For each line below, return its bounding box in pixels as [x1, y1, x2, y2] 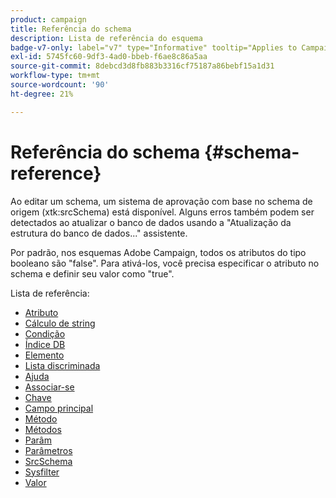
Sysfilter [24, 466, 60, 478]
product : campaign [10, 14, 87, 25]
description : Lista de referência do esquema [10, 33, 203, 43]
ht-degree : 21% [10, 89, 74, 99]
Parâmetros [24, 444, 73, 456]
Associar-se [24, 381, 75, 393]
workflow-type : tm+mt [10, 71, 101, 81]
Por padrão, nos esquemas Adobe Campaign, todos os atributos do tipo [10, 246, 307, 258]
